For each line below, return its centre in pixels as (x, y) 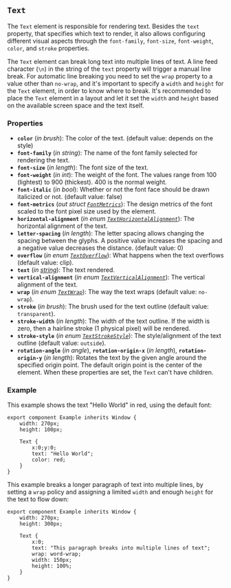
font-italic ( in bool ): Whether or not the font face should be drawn (113, 189)
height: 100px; (41, 430)
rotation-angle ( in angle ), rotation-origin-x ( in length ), (97, 350)
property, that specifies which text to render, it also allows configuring (106, 33)
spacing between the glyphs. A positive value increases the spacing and (120, 241)
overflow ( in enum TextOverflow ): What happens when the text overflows (120, 255)
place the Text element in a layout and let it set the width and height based (113, 98)
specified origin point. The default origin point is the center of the (110, 365)
